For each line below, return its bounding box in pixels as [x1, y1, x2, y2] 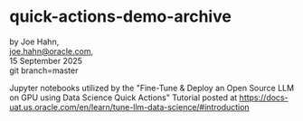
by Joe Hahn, [9, 36, 60, 47]
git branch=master [9, 65, 79, 76]
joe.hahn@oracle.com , [9, 45, 94, 56]
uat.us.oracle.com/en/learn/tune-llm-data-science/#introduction [9, 101, 251, 112]
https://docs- [239, 92, 289, 103]
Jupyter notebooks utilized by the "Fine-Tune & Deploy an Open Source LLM [9, 82, 295, 93]
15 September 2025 [9, 55, 83, 66]
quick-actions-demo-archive [9, 6, 232, 27]
